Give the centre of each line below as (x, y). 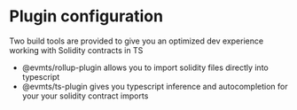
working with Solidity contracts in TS (76, 50)
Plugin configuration (86, 16)
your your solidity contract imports (85, 96)
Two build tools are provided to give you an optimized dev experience (137, 41)
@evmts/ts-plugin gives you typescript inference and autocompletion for (155, 86)
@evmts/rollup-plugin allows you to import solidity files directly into (145, 67)
